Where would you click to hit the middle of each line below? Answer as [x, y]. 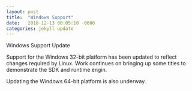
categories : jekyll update [40, 28]
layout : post [22, 12]
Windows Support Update [38, 45]
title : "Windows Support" [40, 17]
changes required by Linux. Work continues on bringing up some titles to [96, 63]
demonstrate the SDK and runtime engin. [57, 70]
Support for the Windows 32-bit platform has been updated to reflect [91, 57]
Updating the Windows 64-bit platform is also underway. [76, 81]
